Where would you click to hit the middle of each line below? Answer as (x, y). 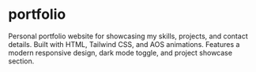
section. (21, 61)
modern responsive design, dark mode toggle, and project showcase (120, 52)
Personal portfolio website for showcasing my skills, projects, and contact (128, 36)
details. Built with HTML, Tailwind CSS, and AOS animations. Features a (124, 44)
